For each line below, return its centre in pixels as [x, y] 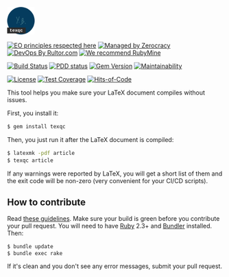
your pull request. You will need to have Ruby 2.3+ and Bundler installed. [110, 226]
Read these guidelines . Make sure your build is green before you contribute [113, 219]
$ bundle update [30, 247]
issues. [17, 100]
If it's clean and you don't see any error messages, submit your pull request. [115, 266]
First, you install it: [33, 113]
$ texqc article [30, 160]
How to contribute [47, 203]
